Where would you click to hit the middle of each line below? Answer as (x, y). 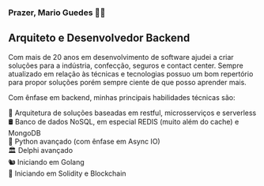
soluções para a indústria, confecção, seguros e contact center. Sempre (126, 65)
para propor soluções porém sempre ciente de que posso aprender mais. (127, 82)
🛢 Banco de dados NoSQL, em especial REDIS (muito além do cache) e (124, 121)
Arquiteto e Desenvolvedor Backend (99, 38)
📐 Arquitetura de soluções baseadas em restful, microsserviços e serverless (132, 113)
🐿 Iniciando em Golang (46, 162)
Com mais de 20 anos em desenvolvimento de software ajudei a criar (121, 57)
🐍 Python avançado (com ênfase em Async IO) (84, 141)
